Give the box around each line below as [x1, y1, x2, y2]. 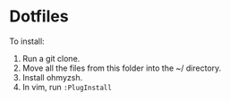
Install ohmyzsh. [21, 72, 83, 82]
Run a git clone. [21, 53, 81, 63]
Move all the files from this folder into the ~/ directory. [21, 63, 222, 73]
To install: [9, 36, 45, 46]
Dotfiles [9, 6, 69, 27]
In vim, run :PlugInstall [21, 81, 112, 92]
